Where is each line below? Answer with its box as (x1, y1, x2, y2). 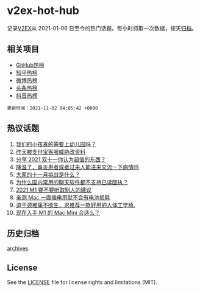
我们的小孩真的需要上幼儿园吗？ (15, 141, 96, 148)
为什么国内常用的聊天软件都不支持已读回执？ (15, 178, 129, 186)
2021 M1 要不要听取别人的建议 (15, 186, 92, 193)
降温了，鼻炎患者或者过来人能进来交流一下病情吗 (15, 163, 139, 170)
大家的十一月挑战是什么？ (15, 171, 80, 178)
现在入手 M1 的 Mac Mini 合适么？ (15, 209, 101, 216)
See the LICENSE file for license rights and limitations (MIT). (7, 279, 158, 286)
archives (7, 245, 29, 252)
